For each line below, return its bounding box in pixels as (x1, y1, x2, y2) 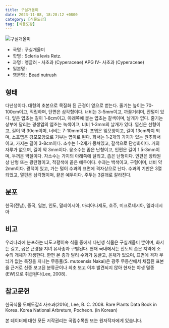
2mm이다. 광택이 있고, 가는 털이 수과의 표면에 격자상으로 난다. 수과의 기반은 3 (5, 166, 158, 172)
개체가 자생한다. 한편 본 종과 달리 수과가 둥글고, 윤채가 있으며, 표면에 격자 (14, 252, 158, 258)
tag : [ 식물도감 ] (5, 21, 35, 27)
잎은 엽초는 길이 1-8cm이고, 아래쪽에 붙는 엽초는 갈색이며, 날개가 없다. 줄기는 (12, 115, 163, 121)
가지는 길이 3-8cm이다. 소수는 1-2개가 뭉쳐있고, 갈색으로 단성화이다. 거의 (16, 140, 160, 146)
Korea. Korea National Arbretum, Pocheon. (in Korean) (5, 307, 118, 313)
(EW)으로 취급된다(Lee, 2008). (5, 270, 67, 277)
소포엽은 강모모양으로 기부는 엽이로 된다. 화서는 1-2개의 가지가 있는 (12, 134, 144, 140)
